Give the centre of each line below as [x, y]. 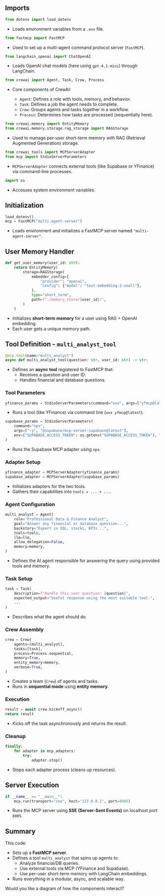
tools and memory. [31, 566]
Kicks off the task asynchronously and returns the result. [69, 724]
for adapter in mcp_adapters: [45, 751]
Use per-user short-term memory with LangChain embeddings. [83, 874]
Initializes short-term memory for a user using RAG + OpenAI [75, 318]
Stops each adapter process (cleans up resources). [64, 770]
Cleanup [15, 736]
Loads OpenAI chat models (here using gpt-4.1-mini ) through [75, 66]
